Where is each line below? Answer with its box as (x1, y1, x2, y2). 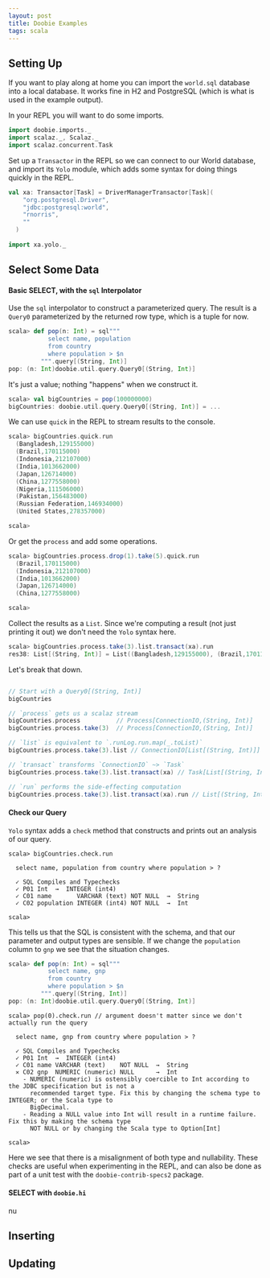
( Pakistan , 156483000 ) (15, 493, 88, 501)
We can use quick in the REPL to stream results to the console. (8, 417, 215, 427)
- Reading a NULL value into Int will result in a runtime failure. (22, 1110, 257, 1119)
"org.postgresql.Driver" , (22, 196, 110, 204)
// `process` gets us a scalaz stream (8, 709, 138, 717)
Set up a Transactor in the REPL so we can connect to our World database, (8, 155, 256, 165)
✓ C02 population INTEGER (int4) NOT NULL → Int (15, 899, 189, 907)
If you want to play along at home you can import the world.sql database (8, 78, 251, 88)
